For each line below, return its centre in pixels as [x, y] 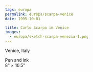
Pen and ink [17, 60]
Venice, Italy [18, 50]
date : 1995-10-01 [23, 19]
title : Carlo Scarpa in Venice [37, 27]
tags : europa [18, 10]
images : [13, 32]
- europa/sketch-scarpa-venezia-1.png [49, 37]
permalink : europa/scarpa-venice [39, 14]
